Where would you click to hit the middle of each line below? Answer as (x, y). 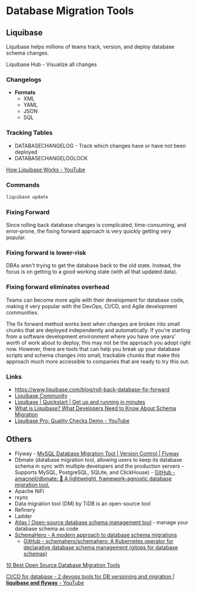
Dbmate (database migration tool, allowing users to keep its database (98, 459)
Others (19, 439)
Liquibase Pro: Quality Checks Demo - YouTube (72, 421)
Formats (25, 92)
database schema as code (47, 528)
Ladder (23, 516)
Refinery (25, 510)
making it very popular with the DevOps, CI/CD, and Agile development (92, 306)
